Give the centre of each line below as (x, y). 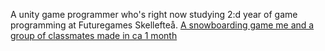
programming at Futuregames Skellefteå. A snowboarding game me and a (162, 25)
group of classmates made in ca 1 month (94, 35)
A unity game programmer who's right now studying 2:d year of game (154, 14)
